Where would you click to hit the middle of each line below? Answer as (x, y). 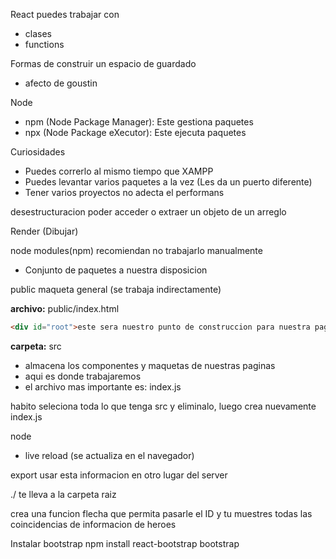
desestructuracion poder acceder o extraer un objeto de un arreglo (148, 212)
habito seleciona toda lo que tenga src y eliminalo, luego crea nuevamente (163, 406)
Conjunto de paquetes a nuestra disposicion (116, 270)
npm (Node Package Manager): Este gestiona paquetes (139, 122)
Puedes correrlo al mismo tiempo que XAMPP (119, 171)
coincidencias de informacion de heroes (93, 524)
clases (38, 33)
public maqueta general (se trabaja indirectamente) (116, 289)
